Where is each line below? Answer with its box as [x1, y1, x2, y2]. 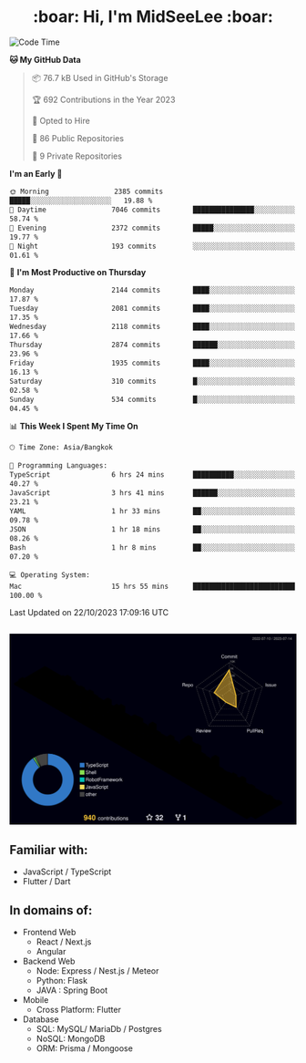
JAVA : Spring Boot [36, 985, 107, 996]
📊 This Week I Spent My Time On [9, 420, 138, 431]
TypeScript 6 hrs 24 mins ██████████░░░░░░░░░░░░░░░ [9, 470, 296, 480]
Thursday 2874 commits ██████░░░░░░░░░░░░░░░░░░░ [9, 340, 296, 349]
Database [22, 1014, 59, 1025]
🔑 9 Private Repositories [31, 150, 123, 161]
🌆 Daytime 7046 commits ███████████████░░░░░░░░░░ [9, 205, 296, 214]
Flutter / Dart [22, 876, 71, 887]
